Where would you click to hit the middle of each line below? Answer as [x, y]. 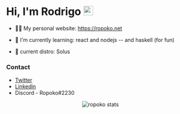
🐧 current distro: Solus [42, 51]
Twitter [24, 80]
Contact [18, 67]
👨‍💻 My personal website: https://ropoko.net [68, 28]
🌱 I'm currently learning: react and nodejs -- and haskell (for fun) [94, 40]
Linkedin [25, 86]
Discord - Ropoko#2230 [45, 93]
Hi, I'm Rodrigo [44, 12]
